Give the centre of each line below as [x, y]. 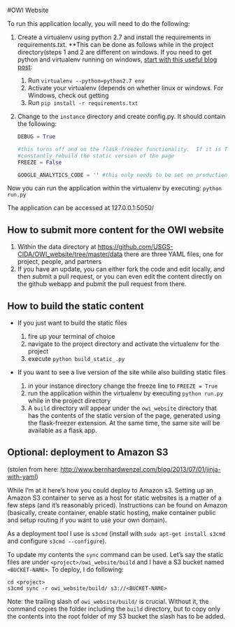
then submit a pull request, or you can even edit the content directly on [120, 276]
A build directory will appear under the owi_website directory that [122, 408]
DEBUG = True [36, 136]
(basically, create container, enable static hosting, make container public [112, 512]
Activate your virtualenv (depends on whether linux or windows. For [126, 88]
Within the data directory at [57, 247]
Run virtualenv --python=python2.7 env [86, 80]
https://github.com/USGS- [135, 247]
